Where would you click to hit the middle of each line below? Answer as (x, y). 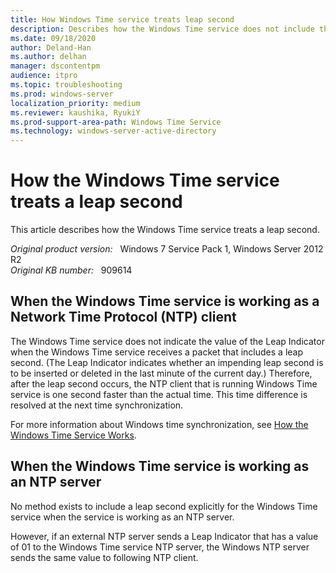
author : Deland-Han (51, 47)
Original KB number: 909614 (71, 270)
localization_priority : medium (75, 103)
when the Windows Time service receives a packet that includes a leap (157, 352)
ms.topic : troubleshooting (66, 85)
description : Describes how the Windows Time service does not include (162, 29)
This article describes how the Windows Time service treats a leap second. (165, 230)
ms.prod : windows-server (62, 94)
